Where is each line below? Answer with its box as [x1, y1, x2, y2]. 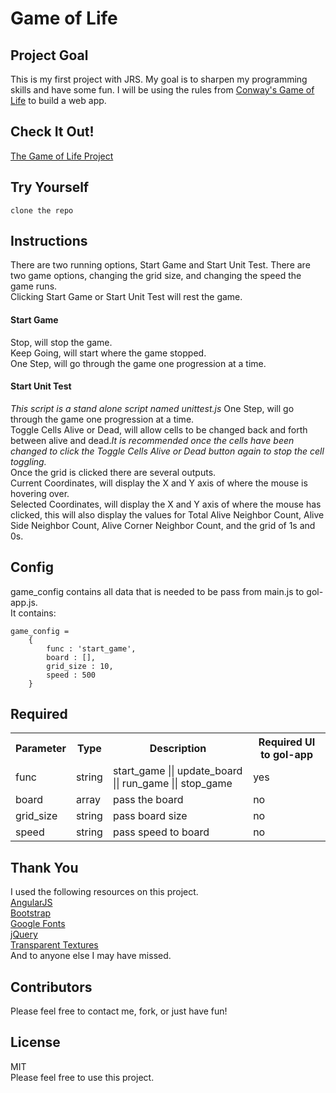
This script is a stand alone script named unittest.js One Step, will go [10, 402, 295, 414]
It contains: [10, 607, 57, 619]
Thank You [10, 859, 79, 876]
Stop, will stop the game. [10, 336, 113, 348]
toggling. [10, 455, 47, 467]
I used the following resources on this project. [10, 886, 199, 898]
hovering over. [10, 487, 70, 499]
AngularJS [10, 897, 53, 909]
